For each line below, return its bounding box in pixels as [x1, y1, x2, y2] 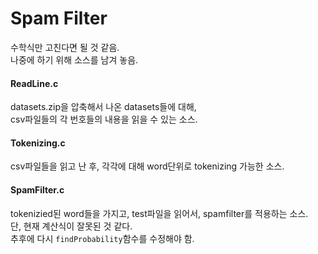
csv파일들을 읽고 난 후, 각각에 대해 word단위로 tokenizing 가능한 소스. [10, 160, 285, 172]
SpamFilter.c [10, 183, 65, 196]
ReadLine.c [10, 77, 59, 89]
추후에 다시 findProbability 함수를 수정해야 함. [10, 232, 195, 244]
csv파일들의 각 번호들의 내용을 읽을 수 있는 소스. [10, 113, 198, 126]
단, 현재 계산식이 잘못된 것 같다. [10, 220, 133, 232]
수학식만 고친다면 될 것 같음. [10, 41, 120, 53]
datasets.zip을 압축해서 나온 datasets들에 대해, [10, 101, 197, 113]
